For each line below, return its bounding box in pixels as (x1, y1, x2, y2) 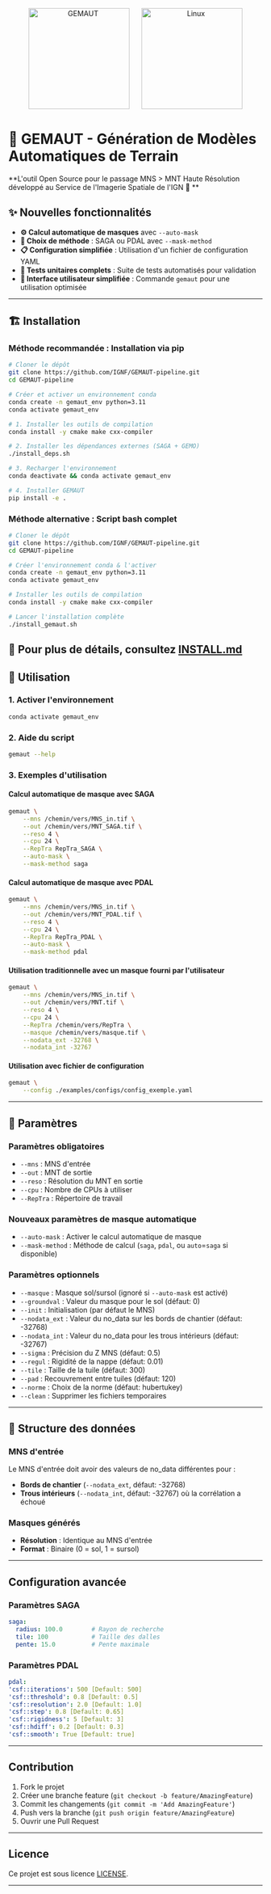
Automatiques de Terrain (8, 147, 179, 166)
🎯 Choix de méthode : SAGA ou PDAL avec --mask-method (19, 235, 212, 246)
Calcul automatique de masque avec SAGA (8, 789, 155, 799)
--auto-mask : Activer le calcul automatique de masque (19, 1232, 202, 1242)
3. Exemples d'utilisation (8, 769, 107, 780)
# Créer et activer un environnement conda (8, 390, 157, 399)
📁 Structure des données (8, 1421, 135, 1435)
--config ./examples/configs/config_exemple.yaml (23, 1086, 194, 1095)
